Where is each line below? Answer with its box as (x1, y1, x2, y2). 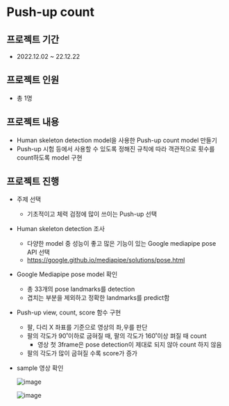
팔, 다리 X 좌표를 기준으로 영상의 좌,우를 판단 (26, 323, 148, 332)
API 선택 (26, 248, 50, 257)
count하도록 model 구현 (16, 153, 83, 162)
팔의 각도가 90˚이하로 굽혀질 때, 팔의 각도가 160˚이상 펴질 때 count (26, 332, 207, 340)
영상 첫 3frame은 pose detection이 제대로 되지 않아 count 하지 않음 (37, 341, 223, 349)
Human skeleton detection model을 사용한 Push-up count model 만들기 (16, 136, 218, 144)
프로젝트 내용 (6, 116, 60, 128)
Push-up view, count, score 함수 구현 (16, 308, 121, 316)
